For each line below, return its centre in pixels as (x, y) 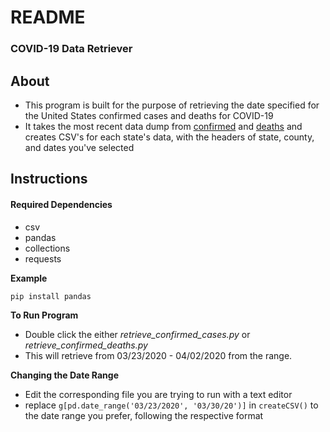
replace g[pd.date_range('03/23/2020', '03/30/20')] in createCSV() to (171, 405)
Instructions (49, 179)
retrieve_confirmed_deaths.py (86, 345)
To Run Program (44, 315)
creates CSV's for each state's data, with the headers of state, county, (169, 137)
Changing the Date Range (65, 375)
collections (47, 248)
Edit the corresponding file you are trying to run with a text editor (158, 394)
